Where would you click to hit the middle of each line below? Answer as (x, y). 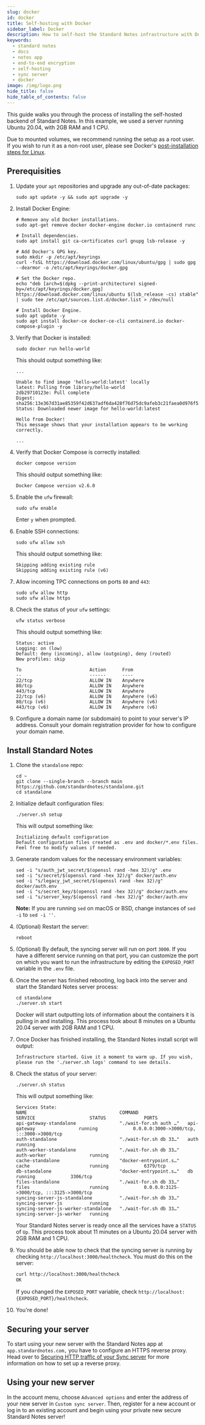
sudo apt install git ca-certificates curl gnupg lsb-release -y (100, 241)
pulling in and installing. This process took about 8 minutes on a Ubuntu (106, 1021)
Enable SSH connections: (47, 531)
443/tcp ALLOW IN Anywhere (80, 691)
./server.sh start (39, 1004)
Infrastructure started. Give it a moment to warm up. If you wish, (104, 1057)
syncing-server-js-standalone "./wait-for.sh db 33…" (98, 1198)
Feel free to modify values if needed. (66, 848)
